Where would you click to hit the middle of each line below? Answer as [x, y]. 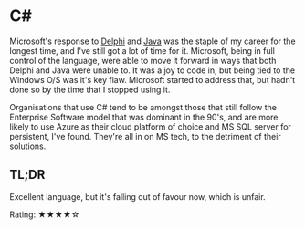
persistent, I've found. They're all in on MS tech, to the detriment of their [145, 136]
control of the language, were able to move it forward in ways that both [143, 60]
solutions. [28, 146]
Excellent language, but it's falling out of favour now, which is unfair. [138, 196]
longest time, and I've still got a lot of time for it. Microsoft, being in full [142, 50]
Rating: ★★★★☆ [45, 214]
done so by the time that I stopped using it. [90, 89]
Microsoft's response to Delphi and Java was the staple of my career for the [152, 41]
